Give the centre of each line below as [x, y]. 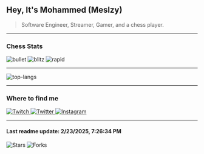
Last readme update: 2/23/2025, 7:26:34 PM [64, 131]
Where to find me [32, 99]
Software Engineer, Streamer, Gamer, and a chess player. [92, 24]
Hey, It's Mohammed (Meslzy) [64, 10]
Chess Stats [25, 46]
